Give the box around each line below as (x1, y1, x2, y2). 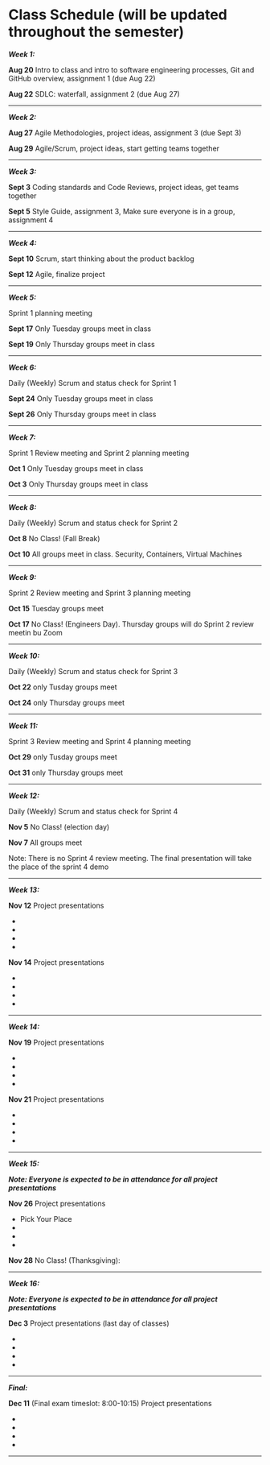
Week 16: (8, 1278, 40, 1288)
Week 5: (8, 292, 37, 302)
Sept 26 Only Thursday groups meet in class (8, 409, 157, 419)
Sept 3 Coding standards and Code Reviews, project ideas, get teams (8, 182, 239, 192)
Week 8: (8, 502, 37, 512)
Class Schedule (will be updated (8, 6, 227, 24)
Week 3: (8, 167, 37, 176)
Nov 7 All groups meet (8, 838, 83, 847)
